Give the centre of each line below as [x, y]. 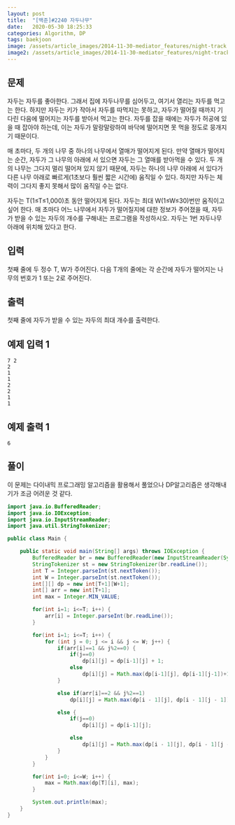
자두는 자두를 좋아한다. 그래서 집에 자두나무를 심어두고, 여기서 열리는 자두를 [110, 101]
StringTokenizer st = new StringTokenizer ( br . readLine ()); [120, 564]
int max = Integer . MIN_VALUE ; [76, 597]
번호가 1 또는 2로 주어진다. [56, 278]
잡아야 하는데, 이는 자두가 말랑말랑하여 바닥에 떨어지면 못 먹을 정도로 [115, 127]
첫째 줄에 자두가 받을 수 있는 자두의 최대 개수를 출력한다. [84, 320]
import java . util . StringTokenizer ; [59, 526]
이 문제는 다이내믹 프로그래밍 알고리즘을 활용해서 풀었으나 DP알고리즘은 [105, 485]
